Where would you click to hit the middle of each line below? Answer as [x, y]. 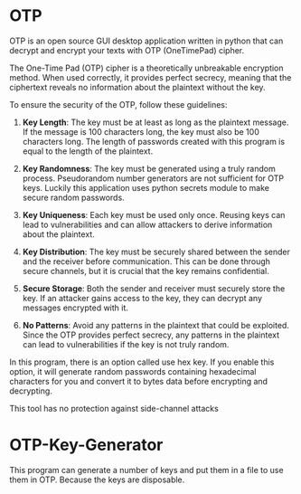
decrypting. [31, 391]
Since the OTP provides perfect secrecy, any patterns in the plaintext [151, 335]
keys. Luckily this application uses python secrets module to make [146, 187]
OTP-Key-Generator [86, 445]
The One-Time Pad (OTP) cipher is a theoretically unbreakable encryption [146, 68]
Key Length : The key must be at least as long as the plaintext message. [155, 122]
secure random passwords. [73, 197]
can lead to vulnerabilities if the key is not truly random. [126, 344]
